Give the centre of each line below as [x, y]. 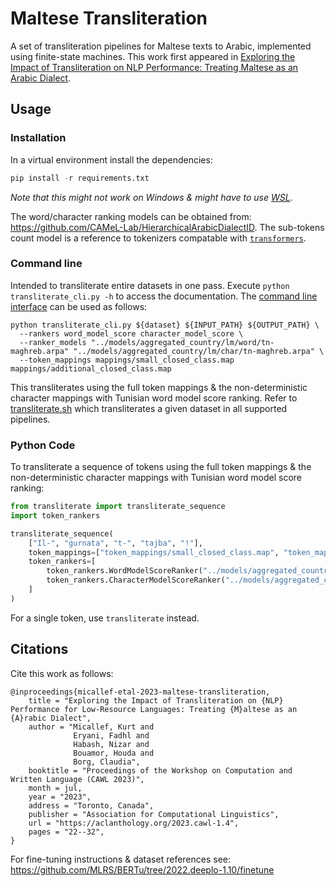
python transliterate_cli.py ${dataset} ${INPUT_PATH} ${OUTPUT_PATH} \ [165, 325]
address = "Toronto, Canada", [91, 805]
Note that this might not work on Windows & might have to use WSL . [151, 197]
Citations [39, 649]
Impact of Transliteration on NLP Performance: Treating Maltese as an [154, 67]
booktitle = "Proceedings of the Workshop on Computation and [160, 770]
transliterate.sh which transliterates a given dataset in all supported [149, 408]
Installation [38, 138]
